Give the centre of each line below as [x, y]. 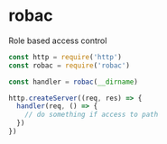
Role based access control [58, 40]
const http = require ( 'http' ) [65, 57]
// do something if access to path [92, 115]
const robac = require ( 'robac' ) [69, 65]
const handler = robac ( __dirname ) [74, 82]
